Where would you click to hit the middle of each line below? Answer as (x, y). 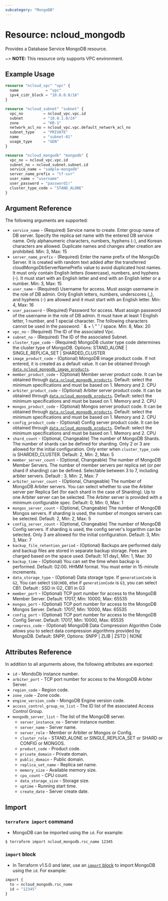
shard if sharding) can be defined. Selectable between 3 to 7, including (85, 471)
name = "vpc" (35, 91)
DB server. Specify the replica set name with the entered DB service (82, 236)
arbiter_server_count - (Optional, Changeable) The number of (77, 481)
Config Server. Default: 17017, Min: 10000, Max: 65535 (68, 620)
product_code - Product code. (50, 749)
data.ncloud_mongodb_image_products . (51, 369)
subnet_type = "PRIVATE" (39, 132)
